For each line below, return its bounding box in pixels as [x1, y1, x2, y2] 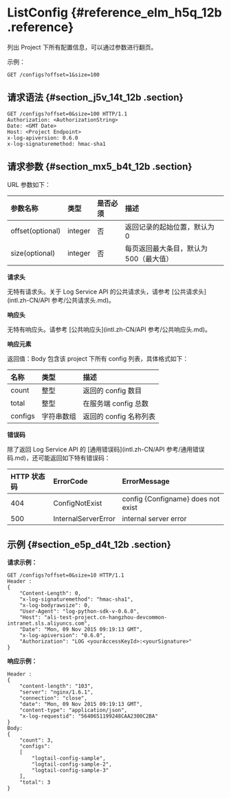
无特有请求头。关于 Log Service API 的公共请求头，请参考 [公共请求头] [7, 287, 207, 296]
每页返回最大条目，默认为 [124, 243, 208, 253]
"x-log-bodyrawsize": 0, [19, 602, 91, 609]
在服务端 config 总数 [82, 399, 149, 408]
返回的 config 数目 [82, 386, 142, 395]
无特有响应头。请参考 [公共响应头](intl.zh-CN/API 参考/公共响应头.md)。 [7, 325, 212, 333]
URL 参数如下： [7, 180, 52, 188]
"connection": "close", [19, 695, 88, 702]
